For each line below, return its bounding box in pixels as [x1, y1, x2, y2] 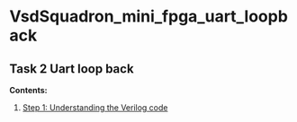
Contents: [9, 85, 48, 95]
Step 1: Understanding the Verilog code [22, 102, 168, 113]
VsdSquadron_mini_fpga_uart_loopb [9, 6, 288, 27]
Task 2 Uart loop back [9, 61, 134, 76]
